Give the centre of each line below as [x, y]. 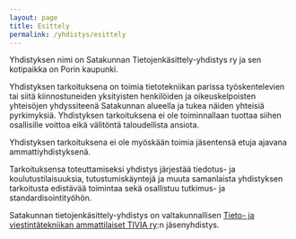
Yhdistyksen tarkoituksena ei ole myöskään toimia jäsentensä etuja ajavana [148, 142]
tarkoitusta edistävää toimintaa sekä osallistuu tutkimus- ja [118, 189]
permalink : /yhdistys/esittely [68, 34]
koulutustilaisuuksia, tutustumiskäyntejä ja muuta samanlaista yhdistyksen [146, 179]
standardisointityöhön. [51, 198]
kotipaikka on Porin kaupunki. [64, 69]
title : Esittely [39, 26]
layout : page [34, 18]
